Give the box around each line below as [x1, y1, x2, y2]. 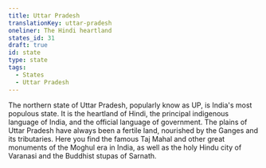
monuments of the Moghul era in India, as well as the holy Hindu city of [8, 143, 242, 152]
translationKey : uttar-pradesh [8, 19, 112, 27]
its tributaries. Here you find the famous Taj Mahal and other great [8, 134, 225, 143]
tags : [8, 64, 26, 72]
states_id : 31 [8, 33, 56, 42]
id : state [8, 49, 41, 57]
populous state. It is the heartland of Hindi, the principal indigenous [8, 108, 229, 118]
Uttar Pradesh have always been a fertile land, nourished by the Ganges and [8, 125, 259, 135]
